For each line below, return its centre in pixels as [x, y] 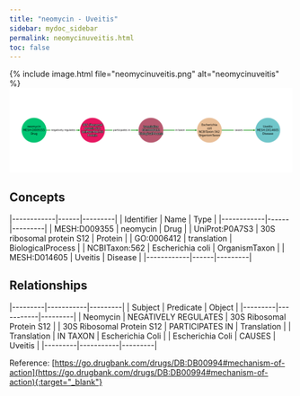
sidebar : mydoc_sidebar [54, 28]
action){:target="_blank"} [56, 382]
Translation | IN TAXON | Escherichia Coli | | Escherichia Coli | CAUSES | [143, 336]
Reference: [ [32, 363]
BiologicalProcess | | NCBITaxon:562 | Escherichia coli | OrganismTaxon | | [147, 248]
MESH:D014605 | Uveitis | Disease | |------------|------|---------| [131, 257]
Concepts [37, 198]
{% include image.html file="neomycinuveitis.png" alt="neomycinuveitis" [145, 74]
